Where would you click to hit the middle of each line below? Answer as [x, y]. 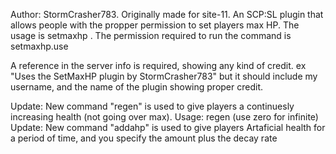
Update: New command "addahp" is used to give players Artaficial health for [168, 127]
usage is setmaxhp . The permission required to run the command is [151, 35]
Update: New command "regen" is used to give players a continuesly [152, 106]
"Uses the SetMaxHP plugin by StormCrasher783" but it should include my [164, 76]
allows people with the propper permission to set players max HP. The [155, 25]
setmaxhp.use [39, 46]
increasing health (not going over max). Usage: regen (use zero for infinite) [164, 117]
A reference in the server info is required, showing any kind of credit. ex [158, 65]
